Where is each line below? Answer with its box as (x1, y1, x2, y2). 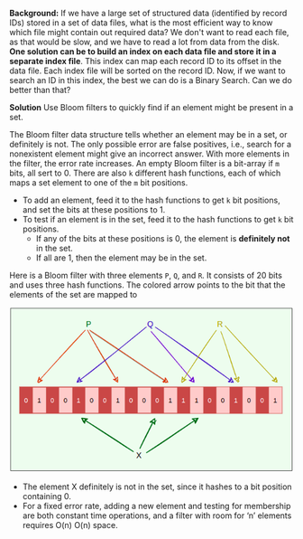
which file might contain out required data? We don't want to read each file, (9, 27, 289, 37)
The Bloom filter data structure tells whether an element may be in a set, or (9, 129, 288, 139)
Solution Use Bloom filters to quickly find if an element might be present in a (9, 102, 294, 112)
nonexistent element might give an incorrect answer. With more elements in (9, 148, 290, 159)
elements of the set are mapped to (9, 289, 138, 299)
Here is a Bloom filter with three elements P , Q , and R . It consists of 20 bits (9, 270, 282, 280)
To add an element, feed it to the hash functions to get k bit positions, (22, 194, 281, 205)
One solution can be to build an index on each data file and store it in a (9, 46, 277, 57)
